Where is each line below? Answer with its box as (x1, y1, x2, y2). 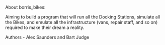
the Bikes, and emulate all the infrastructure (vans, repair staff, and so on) (5, 19, 158, 25)
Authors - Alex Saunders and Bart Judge (5, 34, 90, 40)
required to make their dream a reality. (5, 24, 85, 30)
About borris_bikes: (5, 4, 46, 10)
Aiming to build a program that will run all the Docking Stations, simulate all (5, 14, 160, 19)
